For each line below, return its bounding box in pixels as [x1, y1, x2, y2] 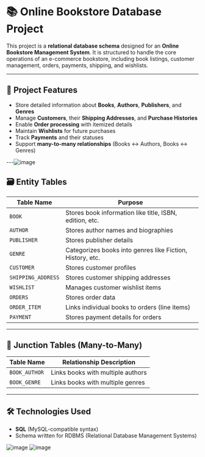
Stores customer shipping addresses [65, 273, 171, 281]
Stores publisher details [65, 236, 133, 244]
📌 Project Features [6, 85, 78, 95]
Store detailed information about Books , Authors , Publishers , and [15, 101, 182, 109]
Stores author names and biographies [65, 226, 173, 234]
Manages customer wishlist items [65, 283, 162, 292]
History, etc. [65, 253, 101, 262]
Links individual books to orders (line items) [65, 303, 190, 311]
